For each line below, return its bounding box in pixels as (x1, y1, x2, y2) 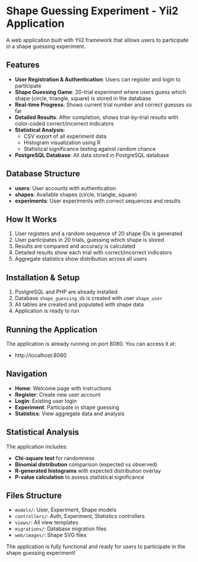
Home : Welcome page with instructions (14, 384, 111, 391)
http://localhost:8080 (14, 352, 67, 359)
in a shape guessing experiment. (6, 43, 86, 50)
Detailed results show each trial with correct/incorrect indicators (14, 249, 173, 256)
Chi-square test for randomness (14, 454, 95, 462)
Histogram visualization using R (23, 138, 101, 146)
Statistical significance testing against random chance (23, 145, 156, 152)
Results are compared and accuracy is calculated (14, 242, 135, 250)
